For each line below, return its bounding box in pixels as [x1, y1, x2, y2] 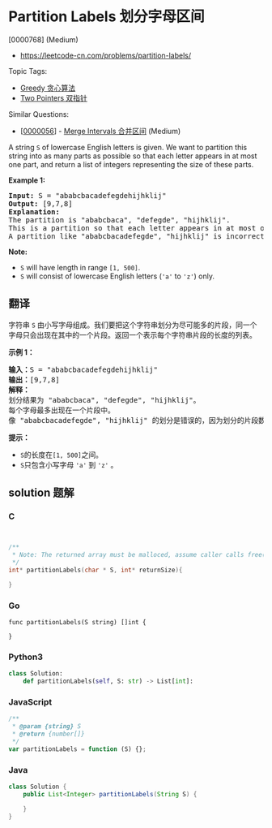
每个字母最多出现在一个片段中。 [8, 405, 115, 415]
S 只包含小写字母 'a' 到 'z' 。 [19, 459, 118, 469]
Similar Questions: [8, 109, 70, 119]
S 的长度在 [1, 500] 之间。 [19, 450, 104, 459]
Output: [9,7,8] [8, 199, 73, 208]
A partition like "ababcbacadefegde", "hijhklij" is [8, 231, 223, 240]
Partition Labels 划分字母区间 [8, 7, 205, 26]
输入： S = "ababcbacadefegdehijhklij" [8, 364, 158, 374]
